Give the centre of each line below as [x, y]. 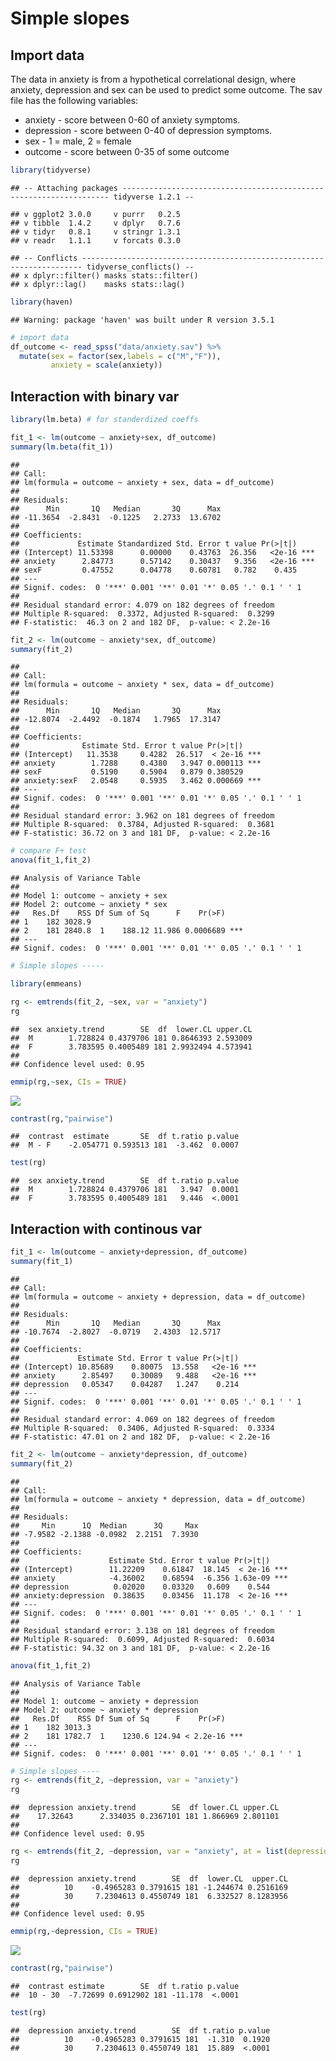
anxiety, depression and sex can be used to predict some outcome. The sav [166, 90]
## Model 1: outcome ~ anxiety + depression [104, 1701]
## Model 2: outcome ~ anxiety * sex [89, 905]
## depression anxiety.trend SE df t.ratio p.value [140, 2030]
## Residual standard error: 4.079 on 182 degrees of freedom [142, 605]
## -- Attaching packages [64, 188]
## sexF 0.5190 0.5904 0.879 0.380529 [127, 772]
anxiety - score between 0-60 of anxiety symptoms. [132, 120]
